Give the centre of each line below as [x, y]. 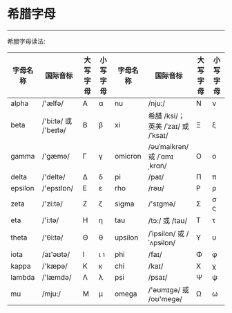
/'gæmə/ [56, 156]
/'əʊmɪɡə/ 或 [169, 289]
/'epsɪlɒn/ [58, 188]
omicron [128, 156]
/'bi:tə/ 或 [57, 120]
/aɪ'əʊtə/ [56, 254]
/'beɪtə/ [54, 130]
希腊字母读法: [27, 41]
